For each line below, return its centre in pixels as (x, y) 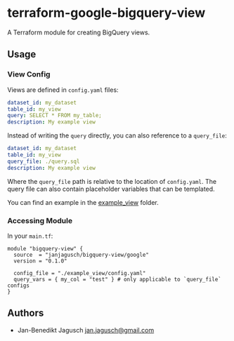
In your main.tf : (30, 236)
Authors (26, 313)
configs (19, 286)
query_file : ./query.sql (44, 161)
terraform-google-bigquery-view (106, 13)
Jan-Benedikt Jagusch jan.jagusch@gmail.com (86, 330)
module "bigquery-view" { (45, 248)
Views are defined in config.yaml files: (63, 90)
